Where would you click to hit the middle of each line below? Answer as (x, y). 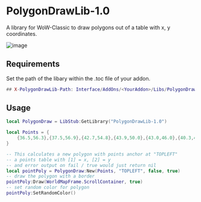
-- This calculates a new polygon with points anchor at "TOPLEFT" (92, 154)
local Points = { (28, 132)
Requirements (33, 64)
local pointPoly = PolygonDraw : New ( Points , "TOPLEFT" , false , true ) (93, 171)
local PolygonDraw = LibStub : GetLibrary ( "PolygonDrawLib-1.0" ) (87, 122)
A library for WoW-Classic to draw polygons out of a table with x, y (88, 27)
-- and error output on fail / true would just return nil (81, 165)
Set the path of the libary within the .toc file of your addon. (78, 78)
